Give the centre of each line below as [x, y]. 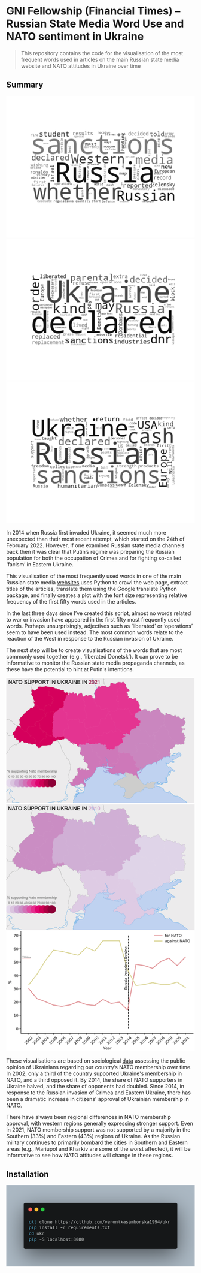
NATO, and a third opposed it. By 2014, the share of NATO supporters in [95, 1080]
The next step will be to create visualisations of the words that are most [94, 650]
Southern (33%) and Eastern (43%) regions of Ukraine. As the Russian [93, 1136]
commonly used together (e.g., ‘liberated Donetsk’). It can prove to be [92, 656]
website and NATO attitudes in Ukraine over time [81, 66]
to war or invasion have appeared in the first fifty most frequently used [93, 619]
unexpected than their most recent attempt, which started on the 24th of [95, 539]
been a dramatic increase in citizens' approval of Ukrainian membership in [98, 1099]
